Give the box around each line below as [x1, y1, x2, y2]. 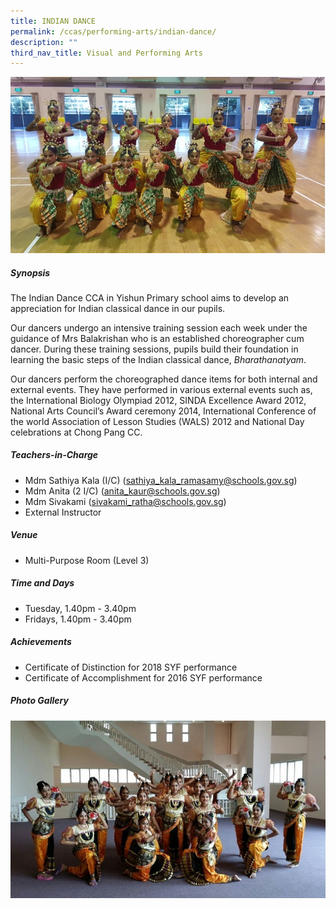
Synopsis [10, 266, 51, 279]
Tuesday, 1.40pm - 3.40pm [24, 602, 137, 614]
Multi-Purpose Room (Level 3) [24, 554, 150, 566]
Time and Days [10, 577, 75, 589]
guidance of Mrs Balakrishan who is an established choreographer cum [10, 332, 305, 344]
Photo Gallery [10, 695, 69, 707]
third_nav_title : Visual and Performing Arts [10, 48, 203, 58]
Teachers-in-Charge [10, 449, 99, 461]
